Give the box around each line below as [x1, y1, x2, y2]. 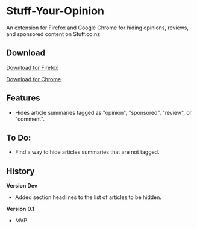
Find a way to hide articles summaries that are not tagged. [14, 148, 160, 156]
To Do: [6, 132, 31, 142]
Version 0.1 [6, 206, 35, 213]
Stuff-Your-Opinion [6, 4, 104, 18]
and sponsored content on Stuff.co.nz [6, 30, 101, 37]
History [6, 166, 35, 176]
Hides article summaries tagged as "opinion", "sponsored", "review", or [14, 109, 192, 116]
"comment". [14, 115, 45, 123]
